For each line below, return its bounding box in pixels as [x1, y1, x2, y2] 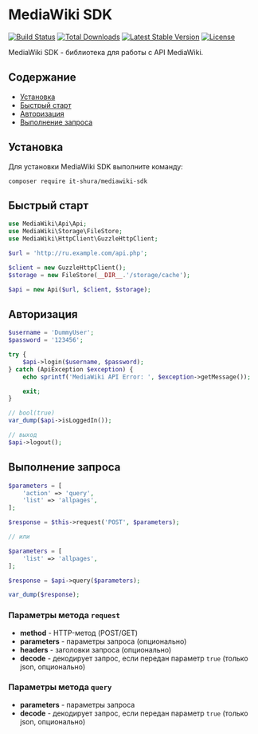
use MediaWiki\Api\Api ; [8, 220, 88, 228]
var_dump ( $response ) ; [8, 591, 80, 599]
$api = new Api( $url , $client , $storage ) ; [8, 285, 151, 293]
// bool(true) [8, 409, 56, 417]
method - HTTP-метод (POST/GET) [19, 628, 138, 637]
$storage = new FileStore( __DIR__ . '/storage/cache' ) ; [8, 271, 191, 279]
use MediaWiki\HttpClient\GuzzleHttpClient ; [8, 235, 158, 243]
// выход [8, 431, 37, 439]
